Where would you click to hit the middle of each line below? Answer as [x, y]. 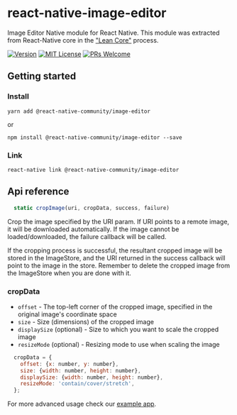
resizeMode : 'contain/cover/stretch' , [77, 384]
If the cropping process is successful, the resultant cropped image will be [115, 250]
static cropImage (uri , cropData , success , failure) [92, 208]
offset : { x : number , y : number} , [70, 364]
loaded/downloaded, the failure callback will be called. [87, 236]
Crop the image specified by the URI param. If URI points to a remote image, [118, 221]
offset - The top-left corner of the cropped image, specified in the [115, 306]
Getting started [42, 76]
